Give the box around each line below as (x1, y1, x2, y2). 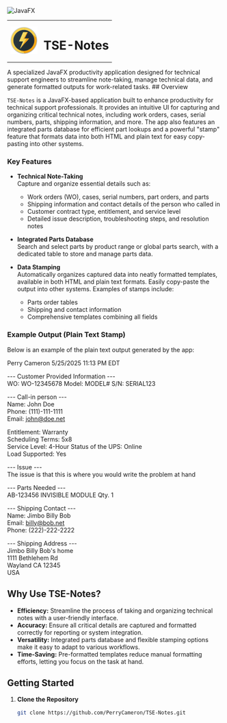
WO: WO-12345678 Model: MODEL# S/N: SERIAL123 (7, 379, 156, 387)
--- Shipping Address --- (7, 539, 77, 548)
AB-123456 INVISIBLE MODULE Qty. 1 (7, 491, 114, 499)
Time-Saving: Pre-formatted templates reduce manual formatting (16, 650, 202, 658)
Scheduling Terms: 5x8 (7, 435, 72, 443)
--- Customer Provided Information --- (7, 372, 116, 380)
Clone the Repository (16, 696, 79, 704)
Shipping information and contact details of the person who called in (27, 200, 220, 208)
